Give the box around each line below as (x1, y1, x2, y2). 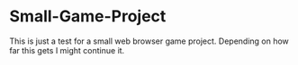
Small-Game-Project (9, 6, 167, 27)
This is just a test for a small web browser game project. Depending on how (9, 36, 290, 46)
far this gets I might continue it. (9, 45, 125, 55)
